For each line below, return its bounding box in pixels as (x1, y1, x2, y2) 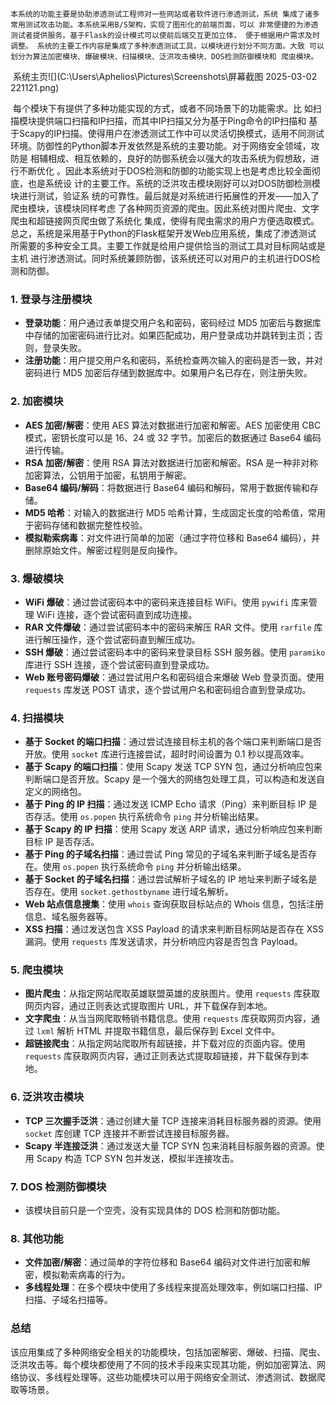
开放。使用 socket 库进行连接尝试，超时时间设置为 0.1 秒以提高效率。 (24, 748, 310, 760)
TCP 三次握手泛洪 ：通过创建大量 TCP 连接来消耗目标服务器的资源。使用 (24, 1114, 322, 1127)
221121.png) (10, 82, 60, 93)
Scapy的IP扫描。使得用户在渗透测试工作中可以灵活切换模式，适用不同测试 (18, 128, 325, 139)
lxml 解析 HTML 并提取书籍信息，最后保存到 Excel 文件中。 (36, 1025, 281, 1037)
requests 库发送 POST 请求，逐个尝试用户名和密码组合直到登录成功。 (24, 683, 312, 695)
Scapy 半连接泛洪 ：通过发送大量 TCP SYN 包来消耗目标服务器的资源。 (24, 1139, 317, 1152)
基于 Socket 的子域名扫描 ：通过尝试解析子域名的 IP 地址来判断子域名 (24, 873, 309, 885)
